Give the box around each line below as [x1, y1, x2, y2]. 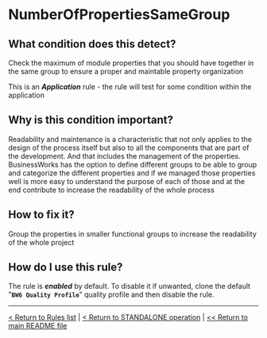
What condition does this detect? [8, 37, 176, 51]
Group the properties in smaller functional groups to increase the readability [8, 229, 257, 239]
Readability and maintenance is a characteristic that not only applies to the [8, 134, 253, 144]
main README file [8, 321, 68, 331]
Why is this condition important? [8, 113, 173, 127]
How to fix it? [8, 208, 75, 221]
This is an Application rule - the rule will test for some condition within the [8, 82, 252, 91]
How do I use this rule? [8, 260, 123, 275]
